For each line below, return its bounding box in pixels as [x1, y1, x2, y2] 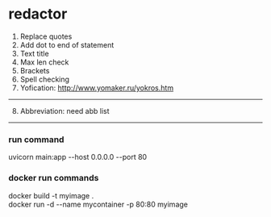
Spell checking [19, 74, 70, 84]
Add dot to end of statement [19, 40, 115, 49]
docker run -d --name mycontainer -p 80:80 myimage [8, 199, 188, 209]
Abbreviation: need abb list [19, 106, 110, 115]
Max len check [19, 57, 69, 67]
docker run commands [8, 173, 99, 184]
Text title [19, 48, 50, 58]
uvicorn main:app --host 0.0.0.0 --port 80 [8, 152, 148, 162]
